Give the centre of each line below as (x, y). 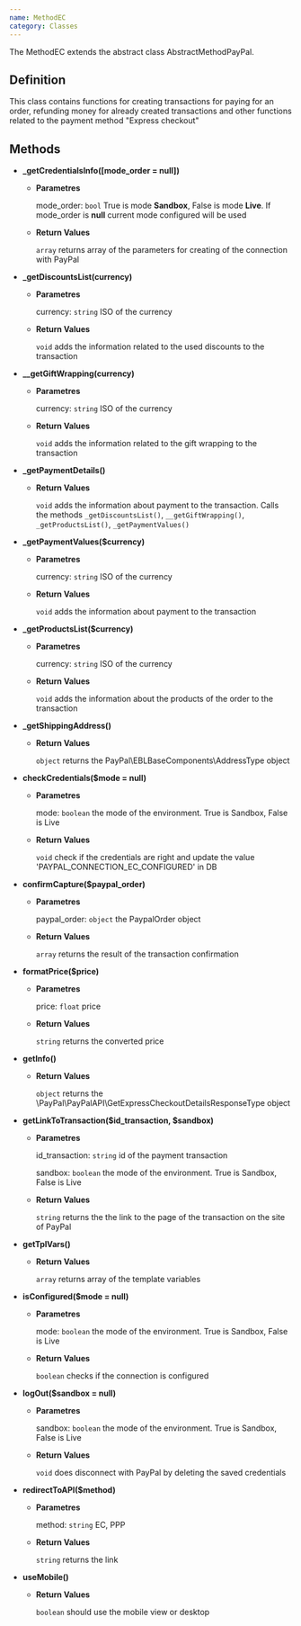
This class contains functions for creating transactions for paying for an (142, 102)
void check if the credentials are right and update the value (145, 858)
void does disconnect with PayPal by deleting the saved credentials (161, 1473)
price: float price (68, 1006)
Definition (37, 80)
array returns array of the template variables (118, 1280)
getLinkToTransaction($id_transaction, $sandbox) (118, 1120)
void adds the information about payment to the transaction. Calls (157, 506)
